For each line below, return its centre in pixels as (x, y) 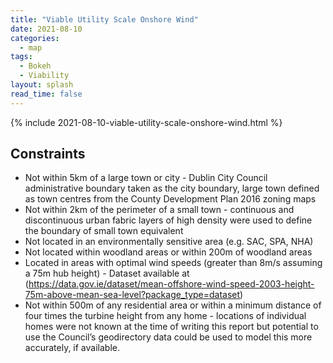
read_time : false (46, 94)
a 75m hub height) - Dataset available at (107, 273)
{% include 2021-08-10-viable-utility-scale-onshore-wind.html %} (146, 122)
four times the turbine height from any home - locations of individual (165, 316)
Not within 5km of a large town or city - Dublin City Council (146, 178)
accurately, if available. (72, 348)
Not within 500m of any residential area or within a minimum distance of (173, 305)
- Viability (44, 76)
